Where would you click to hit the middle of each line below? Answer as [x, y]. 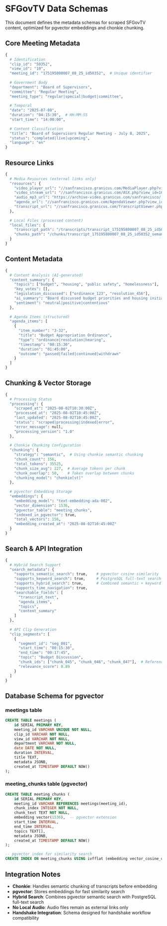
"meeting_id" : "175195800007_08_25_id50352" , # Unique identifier [81, 73]
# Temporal [21, 106]
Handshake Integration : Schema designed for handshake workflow [82, 913]
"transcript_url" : [33, 207]
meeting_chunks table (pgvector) [46, 784]
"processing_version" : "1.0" [44, 431]
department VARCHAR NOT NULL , [45, 743]
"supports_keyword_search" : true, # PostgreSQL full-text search [88, 579]
